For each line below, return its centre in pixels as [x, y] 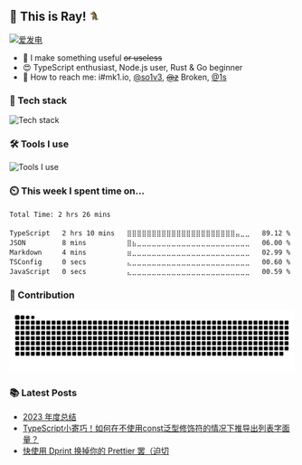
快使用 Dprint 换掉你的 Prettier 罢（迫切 [95, 451]
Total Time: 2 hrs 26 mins [60, 214]
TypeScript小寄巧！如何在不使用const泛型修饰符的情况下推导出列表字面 [156, 428]
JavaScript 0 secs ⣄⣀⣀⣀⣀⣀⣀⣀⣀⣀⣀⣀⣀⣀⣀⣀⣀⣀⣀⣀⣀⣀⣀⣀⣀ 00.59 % [150, 271]
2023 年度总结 [49, 417]
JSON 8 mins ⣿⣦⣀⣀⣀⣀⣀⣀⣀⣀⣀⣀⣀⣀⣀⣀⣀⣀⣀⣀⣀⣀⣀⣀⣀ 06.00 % [150, 243]
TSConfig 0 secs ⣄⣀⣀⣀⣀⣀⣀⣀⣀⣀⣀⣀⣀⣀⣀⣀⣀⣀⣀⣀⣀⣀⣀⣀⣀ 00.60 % [150, 262]
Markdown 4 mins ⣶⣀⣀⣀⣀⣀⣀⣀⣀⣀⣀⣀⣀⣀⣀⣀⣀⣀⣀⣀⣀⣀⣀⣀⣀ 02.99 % [150, 253]
